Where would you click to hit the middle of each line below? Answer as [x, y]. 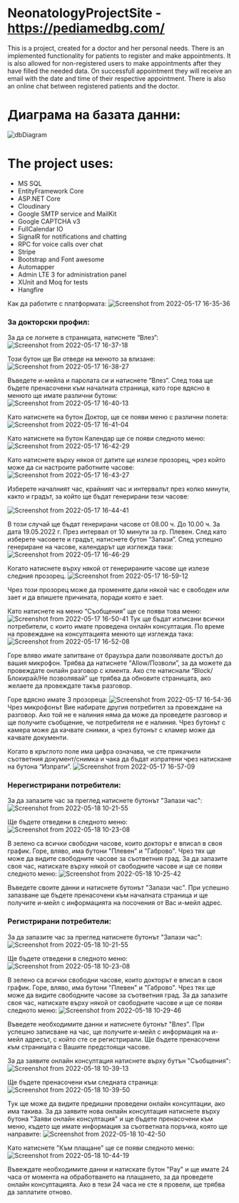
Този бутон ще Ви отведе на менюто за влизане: [81, 359]
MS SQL [30, 183]
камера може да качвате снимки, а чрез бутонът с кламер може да [111, 730]
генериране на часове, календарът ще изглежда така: [90, 547]
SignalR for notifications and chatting [72, 236]
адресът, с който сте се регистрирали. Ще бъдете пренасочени [122, 1039]
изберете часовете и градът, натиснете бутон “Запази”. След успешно [115, 539]
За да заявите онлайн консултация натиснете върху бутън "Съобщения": [119, 1060]
